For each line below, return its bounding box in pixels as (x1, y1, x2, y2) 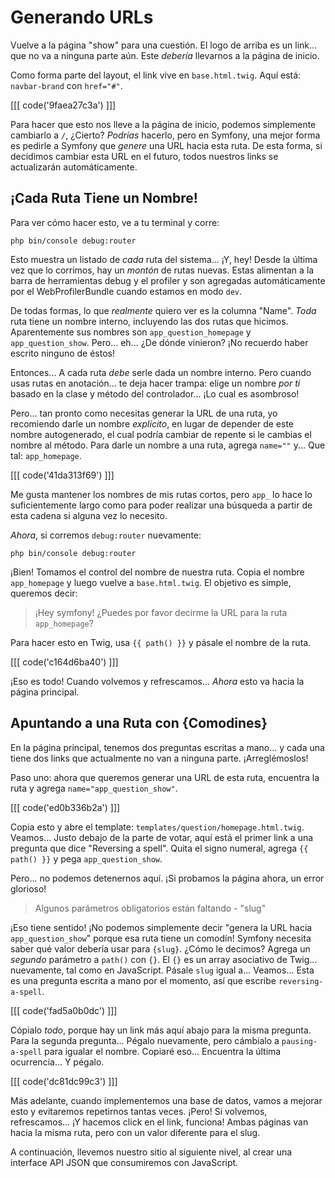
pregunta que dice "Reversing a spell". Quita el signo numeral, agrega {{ (10, 842, 309, 854)
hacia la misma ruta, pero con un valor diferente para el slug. (10, 1126, 261, 1138)
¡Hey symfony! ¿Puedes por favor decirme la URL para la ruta (34, 606, 288, 618)
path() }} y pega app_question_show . (10, 852, 163, 865)
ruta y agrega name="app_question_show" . (10, 782, 178, 794)
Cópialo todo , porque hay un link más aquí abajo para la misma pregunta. (10, 1024, 312, 1036)
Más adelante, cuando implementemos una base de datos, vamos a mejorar (10, 1094, 323, 1106)
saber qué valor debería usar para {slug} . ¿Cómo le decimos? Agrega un (10, 942, 311, 955)
